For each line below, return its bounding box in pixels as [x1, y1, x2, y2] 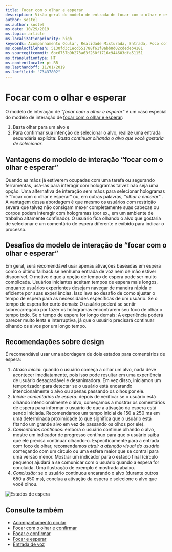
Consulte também [5, 506, 64, 515]
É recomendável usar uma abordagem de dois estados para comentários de [5, 351, 165, 357]
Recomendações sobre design [5, 337, 104, 346]
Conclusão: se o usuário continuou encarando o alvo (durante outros [12, 470, 159, 477]
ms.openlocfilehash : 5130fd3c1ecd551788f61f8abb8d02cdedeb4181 [5, 46, 143, 51]
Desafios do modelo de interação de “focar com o [5, 241, 167, 250]
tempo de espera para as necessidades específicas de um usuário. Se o [5, 295, 158, 301]
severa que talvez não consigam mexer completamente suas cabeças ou [5, 204, 159, 211]
